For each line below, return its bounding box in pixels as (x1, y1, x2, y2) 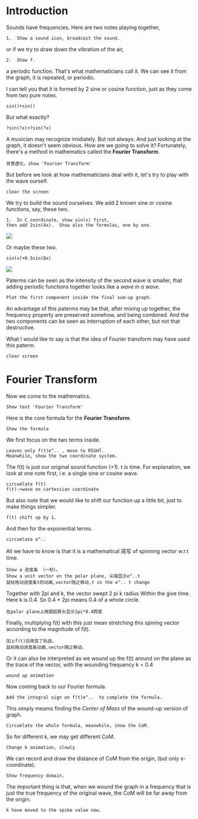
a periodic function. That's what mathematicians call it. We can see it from (6, 67, 187, 75)
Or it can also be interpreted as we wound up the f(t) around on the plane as (6, 655, 191, 662)
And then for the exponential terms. (6, 525, 93, 532)
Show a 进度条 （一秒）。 (6, 567, 61, 573)
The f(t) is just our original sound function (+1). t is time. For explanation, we (6, 463, 191, 470)
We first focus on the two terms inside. (6, 436, 100, 443)
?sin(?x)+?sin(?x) (6, 125, 51, 131)
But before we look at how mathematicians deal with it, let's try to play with (6, 171, 189, 178)
